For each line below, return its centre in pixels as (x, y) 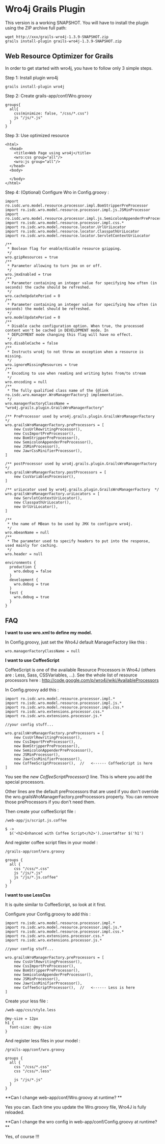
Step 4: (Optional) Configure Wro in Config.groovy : (57, 192)
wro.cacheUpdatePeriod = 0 (33, 296)
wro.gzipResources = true (31, 257)
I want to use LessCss (28, 895)
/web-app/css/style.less (30, 1010)
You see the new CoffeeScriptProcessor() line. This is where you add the (79, 777)
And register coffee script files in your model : (52, 842)
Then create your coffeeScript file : (41, 811)
